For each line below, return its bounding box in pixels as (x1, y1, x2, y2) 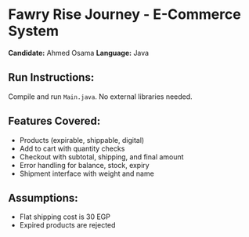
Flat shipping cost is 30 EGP (19, 212, 111, 221)
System (8, 22, 60, 40)
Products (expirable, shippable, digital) (19, 135, 145, 144)
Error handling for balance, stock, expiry (19, 160, 150, 170)
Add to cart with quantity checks (19, 144, 125, 153)
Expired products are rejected (19, 221, 116, 230)
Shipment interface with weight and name (19, 169, 154, 178)
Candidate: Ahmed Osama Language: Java (8, 48, 150, 57)
